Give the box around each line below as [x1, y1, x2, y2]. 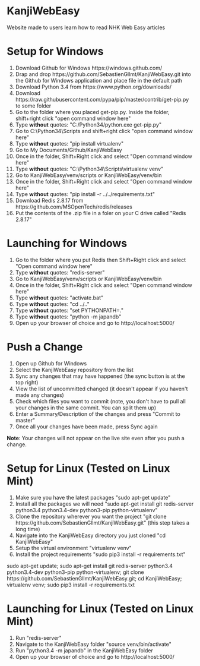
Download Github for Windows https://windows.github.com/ [15, 64, 163, 71]
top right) [15, 378, 39, 386]
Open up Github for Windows [15, 359, 87, 367]
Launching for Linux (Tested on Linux [7, 602, 194, 616]
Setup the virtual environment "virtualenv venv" [15, 544, 132, 551]
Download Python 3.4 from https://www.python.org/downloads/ [15, 83, 172, 90]
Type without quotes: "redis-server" [15, 269, 105, 276]
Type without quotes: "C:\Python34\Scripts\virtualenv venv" [15, 165, 164, 172]
